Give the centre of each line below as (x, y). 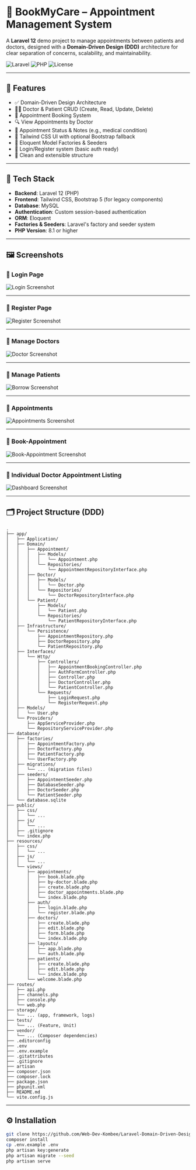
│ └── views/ (24, 867)
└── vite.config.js (30, 1097)
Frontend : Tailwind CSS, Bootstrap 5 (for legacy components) (89, 199)
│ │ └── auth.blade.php (45, 953)
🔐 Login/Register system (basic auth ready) (66, 149)
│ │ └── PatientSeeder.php (44, 795)
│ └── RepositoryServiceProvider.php (60, 728)
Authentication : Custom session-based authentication (80, 212)
